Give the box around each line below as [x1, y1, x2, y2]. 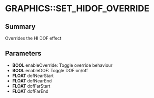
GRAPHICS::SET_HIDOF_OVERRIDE [5, 3, 150, 14]
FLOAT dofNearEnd [12, 78, 52, 83]
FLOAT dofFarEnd [12, 88, 49, 94]
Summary [5, 22, 36, 31]
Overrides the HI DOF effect [5, 35, 62, 41]
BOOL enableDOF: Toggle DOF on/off [12, 67, 88, 73]
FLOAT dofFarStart [12, 83, 51, 89]
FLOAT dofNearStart [12, 73, 54, 78]
